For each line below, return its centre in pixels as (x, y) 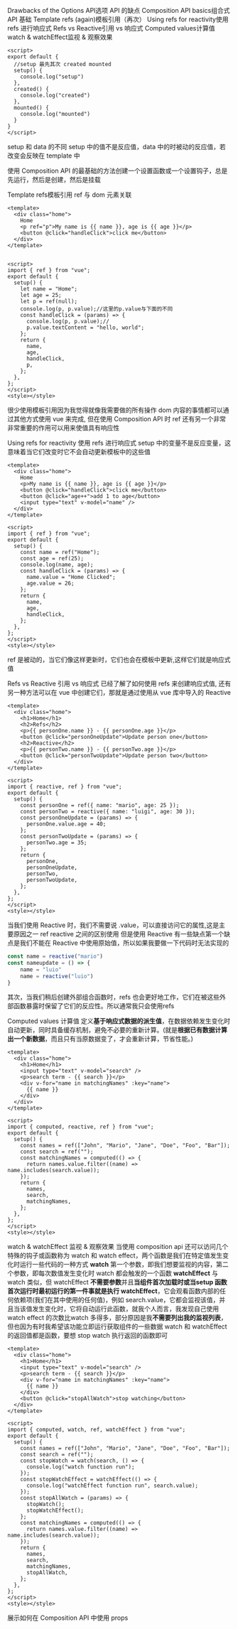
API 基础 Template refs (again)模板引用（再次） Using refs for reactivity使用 (118, 19)
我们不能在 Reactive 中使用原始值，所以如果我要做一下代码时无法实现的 (124, 943)
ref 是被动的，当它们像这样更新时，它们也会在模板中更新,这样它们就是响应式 (119, 660)
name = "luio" (41, 969)
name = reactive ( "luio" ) (57, 976)
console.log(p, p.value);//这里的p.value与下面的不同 (96, 309)
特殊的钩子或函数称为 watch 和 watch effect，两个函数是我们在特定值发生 (115, 1255)
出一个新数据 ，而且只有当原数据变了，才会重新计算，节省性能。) (101, 1039)
